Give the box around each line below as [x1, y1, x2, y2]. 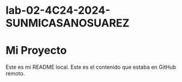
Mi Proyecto [5, 44, 67, 57]
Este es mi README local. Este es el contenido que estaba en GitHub [5, 63, 177, 71]
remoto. [5, 70, 25, 77]
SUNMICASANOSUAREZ [5, 16, 130, 30]
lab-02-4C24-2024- [5, 4, 111, 17]
